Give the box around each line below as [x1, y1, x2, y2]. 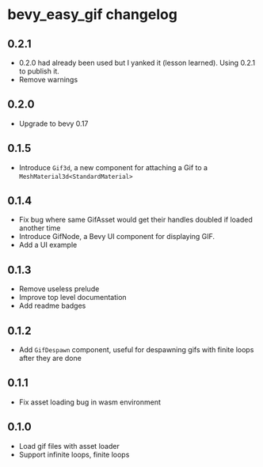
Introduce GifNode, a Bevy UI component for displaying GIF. [18, 232, 215, 241]
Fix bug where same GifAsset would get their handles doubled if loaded [18, 215, 253, 225]
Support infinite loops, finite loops [18, 450, 130, 459]
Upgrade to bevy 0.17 [18, 119, 89, 128]
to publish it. [18, 66, 60, 76]
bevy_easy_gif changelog [7, 6, 177, 24]
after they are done [18, 354, 82, 363]
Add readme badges [18, 301, 86, 310]
